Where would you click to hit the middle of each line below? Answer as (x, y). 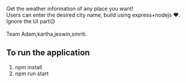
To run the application (48, 53)
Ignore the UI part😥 (31, 21)
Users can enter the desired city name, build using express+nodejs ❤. (93, 15)
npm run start (32, 73)
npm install (28, 67)
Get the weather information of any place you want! (70, 9)
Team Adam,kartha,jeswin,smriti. (47, 34)
